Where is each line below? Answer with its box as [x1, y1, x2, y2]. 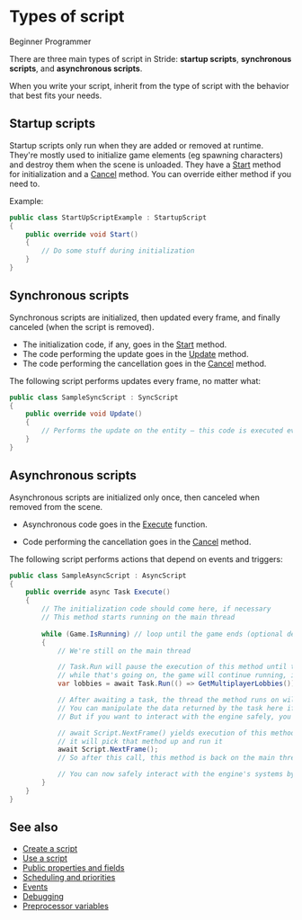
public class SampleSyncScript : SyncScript [9, 393, 179, 402]
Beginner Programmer [9, 36, 92, 47]
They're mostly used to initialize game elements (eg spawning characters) [9, 149, 283, 160]
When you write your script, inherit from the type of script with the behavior [9, 80, 289, 91]
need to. [9, 178, 40, 189]
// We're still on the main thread [57, 646, 191, 656]
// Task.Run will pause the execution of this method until [57, 663, 288, 672]
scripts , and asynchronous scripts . [9, 63, 143, 74]
